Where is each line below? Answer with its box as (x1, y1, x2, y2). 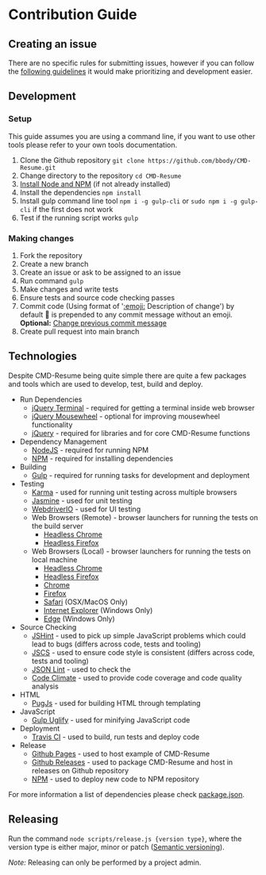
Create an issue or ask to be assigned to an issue (19, 268, 181, 277)
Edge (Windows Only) (43, 614, 115, 623)
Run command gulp (19, 276, 84, 285)
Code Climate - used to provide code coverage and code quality (31, 673, 242, 682)
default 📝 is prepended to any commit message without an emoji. (19, 310, 233, 319)
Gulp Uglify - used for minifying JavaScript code (31, 715, 191, 724)
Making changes (8, 233, 74, 244)
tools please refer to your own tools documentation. (8, 140, 178, 149)
